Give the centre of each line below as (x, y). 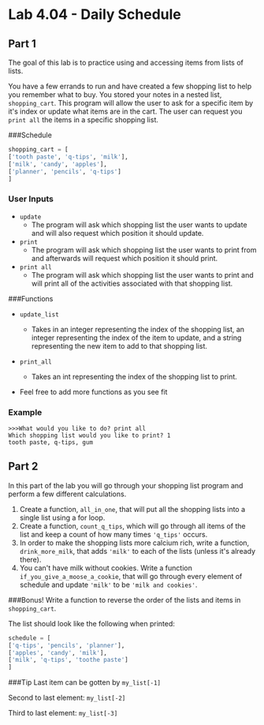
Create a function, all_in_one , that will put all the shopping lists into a (132, 509)
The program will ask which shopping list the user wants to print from (144, 249)
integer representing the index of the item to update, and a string (136, 338)
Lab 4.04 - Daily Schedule (95, 15)
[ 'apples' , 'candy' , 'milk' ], (58, 652)
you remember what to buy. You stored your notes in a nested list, (115, 95)
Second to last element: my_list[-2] (67, 698)
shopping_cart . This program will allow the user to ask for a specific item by (131, 103)
